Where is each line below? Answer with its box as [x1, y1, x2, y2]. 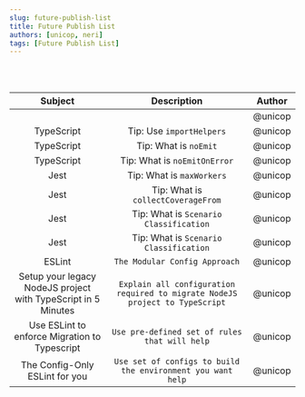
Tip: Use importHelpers [127, 124, 227, 137]
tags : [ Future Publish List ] [9, 38, 120, 48]
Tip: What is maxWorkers [126, 169, 227, 182]
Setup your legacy [18, 270, 97, 283]
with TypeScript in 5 [15, 293, 101, 305]
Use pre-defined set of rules [112, 327, 242, 337]
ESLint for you [26, 370, 88, 382]
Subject [40, 94, 75, 107]
